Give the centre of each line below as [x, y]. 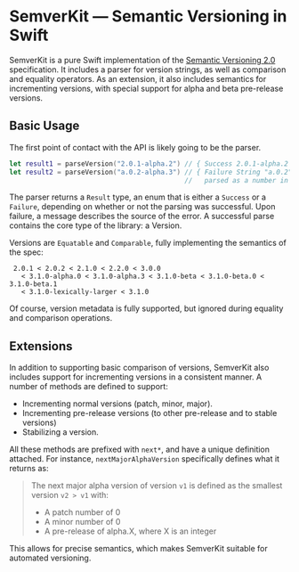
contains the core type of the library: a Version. [96, 225]
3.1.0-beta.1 [33, 284]
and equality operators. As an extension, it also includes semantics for [138, 78]
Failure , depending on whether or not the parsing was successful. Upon [142, 207]
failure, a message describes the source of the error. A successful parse [142, 217]
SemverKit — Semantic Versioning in [148, 16]
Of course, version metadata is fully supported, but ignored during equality [146, 308]
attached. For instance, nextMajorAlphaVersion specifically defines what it [145, 459]
